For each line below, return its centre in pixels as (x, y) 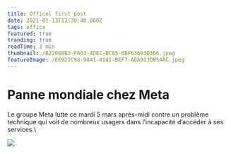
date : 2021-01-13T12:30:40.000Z (55, 20)
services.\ (22, 129)
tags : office (26, 27)
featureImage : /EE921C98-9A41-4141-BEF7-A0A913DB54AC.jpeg (96, 60)
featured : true (30, 34)
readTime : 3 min (31, 47)
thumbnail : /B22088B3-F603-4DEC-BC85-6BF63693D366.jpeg (91, 54)
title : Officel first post (47, 14)
